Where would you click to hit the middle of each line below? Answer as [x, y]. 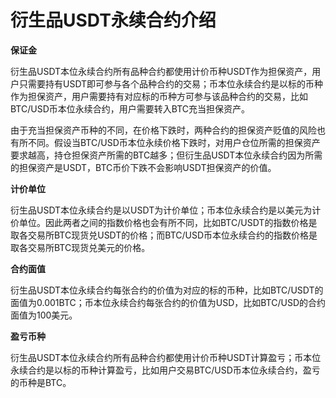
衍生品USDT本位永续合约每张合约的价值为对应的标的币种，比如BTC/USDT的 [167, 290]
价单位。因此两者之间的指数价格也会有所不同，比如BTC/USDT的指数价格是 [164, 222]
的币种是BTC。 [41, 382]
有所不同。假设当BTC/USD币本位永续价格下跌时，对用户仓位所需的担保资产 [165, 142]
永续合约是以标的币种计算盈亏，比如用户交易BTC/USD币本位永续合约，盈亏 [165, 370]
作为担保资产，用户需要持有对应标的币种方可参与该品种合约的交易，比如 [159, 96]
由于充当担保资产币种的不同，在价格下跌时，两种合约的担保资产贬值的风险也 [168, 130]
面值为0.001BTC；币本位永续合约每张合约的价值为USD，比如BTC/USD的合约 [168, 302]
